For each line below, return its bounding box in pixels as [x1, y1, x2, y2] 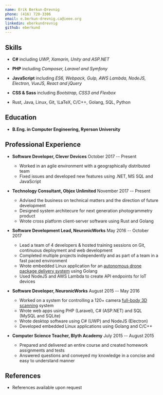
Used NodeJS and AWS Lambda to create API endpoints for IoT [19, 273, 147, 279]
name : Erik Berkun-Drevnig [5, 7, 60, 12]
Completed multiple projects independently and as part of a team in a [19, 252, 159, 258]
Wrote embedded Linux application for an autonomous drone [19, 263, 142, 269]
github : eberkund [5, 25, 40, 30]
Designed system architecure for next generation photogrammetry [19, 208, 153, 214]
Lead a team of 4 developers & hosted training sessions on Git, [19, 242, 146, 248]
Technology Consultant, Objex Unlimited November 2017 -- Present [12, 188, 151, 194]
